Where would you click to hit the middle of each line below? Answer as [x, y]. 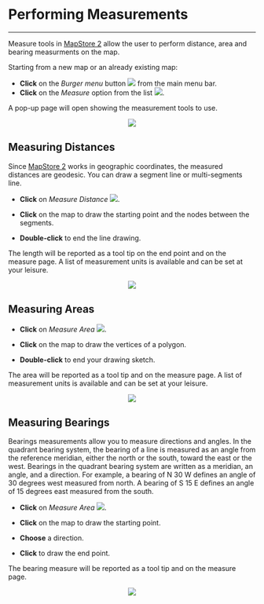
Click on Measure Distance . [70, 199]
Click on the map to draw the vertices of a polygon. [103, 344]
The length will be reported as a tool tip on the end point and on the [117, 253]
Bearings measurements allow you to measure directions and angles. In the [130, 441]
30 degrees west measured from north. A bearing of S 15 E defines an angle [131, 483]
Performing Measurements [98, 15]
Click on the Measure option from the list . [92, 93]
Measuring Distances [62, 147]
